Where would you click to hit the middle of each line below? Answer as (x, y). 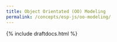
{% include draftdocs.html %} (42, 33)
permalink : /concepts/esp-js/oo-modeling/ (58, 17)
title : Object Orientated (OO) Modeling (56, 11)
